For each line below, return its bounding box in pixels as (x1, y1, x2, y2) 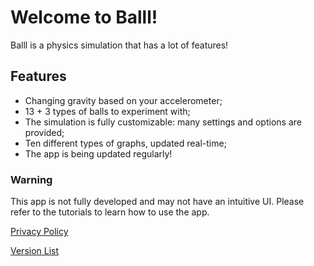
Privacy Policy (10, 226, 69, 238)
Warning (10, 172, 53, 186)
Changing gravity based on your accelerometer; (24, 94, 223, 106)
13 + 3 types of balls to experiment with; (24, 105, 191, 117)
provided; (24, 126, 65, 138)
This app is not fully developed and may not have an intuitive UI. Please (10, 196, 305, 208)
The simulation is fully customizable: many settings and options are (24, 116, 302, 128)
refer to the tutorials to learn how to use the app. (10, 206, 210, 218)
